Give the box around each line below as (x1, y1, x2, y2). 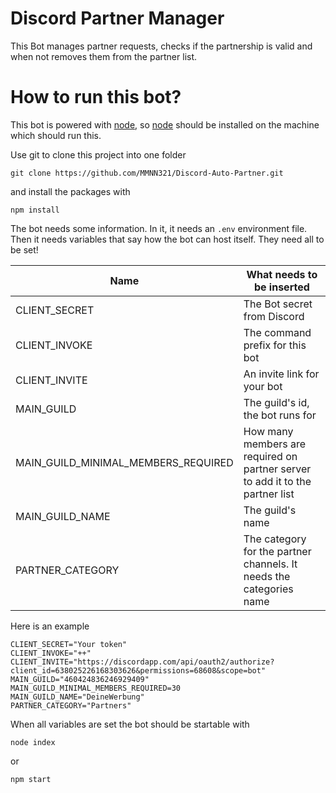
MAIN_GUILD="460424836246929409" (10, 674, 150, 684)
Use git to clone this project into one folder (10, 148, 187, 161)
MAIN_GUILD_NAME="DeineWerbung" (10, 692, 145, 702)
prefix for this (243, 338, 307, 352)
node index (10, 737, 56, 747)
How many (243, 424, 294, 438)
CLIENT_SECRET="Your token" (10, 639, 128, 649)
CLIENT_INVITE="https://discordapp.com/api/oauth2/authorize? (10, 657, 275, 667)
